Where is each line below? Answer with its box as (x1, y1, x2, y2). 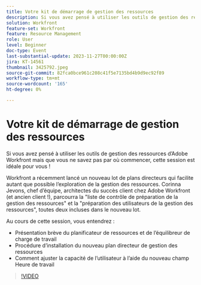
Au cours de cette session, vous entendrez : (6, 217, 115, 225)
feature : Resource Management (6, 31, 82, 37)
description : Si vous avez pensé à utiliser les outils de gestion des (6, 14, 188, 20)
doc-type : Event (6, 48, 47, 54)
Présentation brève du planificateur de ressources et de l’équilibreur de (14, 229, 190, 236)
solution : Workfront (6, 20, 58, 26)
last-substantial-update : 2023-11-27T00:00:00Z (6, 53, 127, 59)
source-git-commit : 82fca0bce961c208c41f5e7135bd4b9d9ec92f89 (6, 70, 165, 76)
